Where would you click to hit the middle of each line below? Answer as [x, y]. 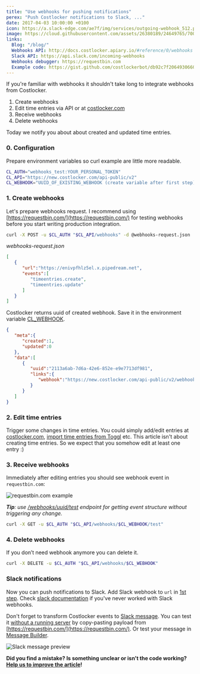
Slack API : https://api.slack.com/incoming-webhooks [78, 56]
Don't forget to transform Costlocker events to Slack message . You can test [99, 616]
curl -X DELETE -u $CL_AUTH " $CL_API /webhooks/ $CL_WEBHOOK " [82, 564]
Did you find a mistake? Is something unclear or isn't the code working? [97, 658]
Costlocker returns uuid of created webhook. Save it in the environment [94, 313]
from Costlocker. [27, 91]
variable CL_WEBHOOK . [36, 319]
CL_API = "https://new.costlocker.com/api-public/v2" [71, 177]
